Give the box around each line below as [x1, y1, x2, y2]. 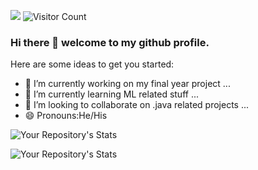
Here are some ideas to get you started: [10, 58, 175, 70]
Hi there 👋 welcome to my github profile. [10, 35, 210, 49]
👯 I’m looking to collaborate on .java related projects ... [24, 99, 250, 111]
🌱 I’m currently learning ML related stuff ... [24, 88, 199, 100]
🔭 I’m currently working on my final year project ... [24, 78, 231, 90]
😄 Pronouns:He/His [24, 110, 108, 122]
